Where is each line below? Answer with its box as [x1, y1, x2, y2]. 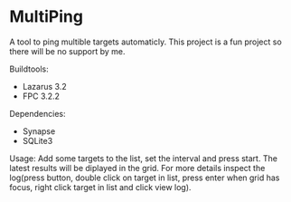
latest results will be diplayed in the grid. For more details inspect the [9, 162, 266, 173]
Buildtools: [9, 63, 50, 74]
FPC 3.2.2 [22, 91, 61, 101]
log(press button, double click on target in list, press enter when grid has [9, 172, 280, 183]
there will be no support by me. [9, 45, 126, 56]
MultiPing [9, 6, 84, 27]
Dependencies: [9, 108, 66, 119]
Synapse [22, 125, 56, 137]
